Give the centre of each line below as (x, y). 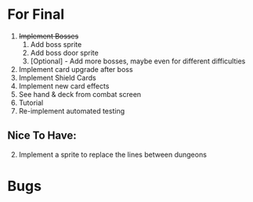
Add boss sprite (56, 44)
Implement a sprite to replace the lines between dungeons (112, 154)
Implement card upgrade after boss (76, 69)
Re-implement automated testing (72, 110)
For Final (36, 14)
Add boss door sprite (64, 52)
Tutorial (31, 103)
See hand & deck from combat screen (80, 94)
